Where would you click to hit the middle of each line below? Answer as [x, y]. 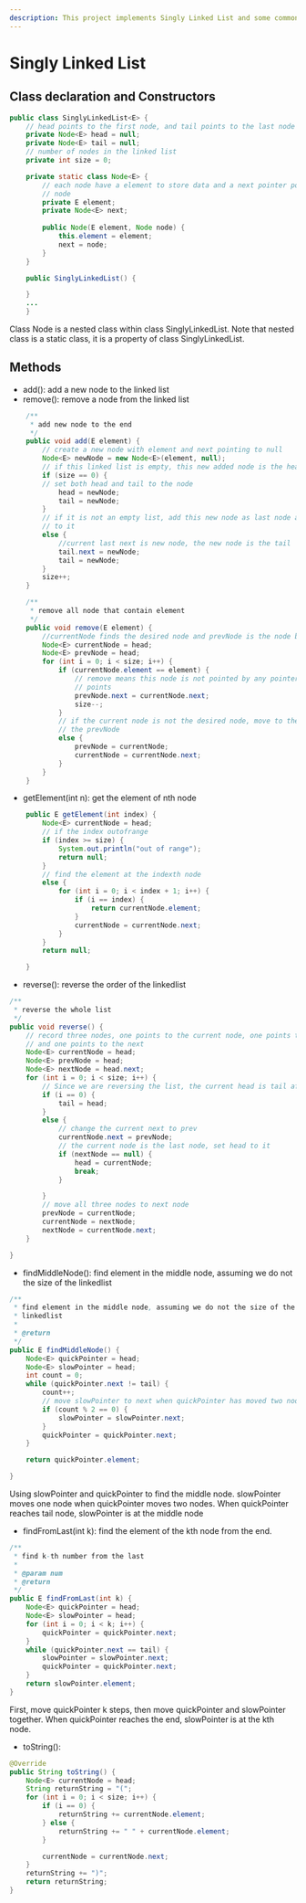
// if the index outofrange [95, 832]
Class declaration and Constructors [112, 97]
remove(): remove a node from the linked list [106, 399]
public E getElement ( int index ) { [91, 815]
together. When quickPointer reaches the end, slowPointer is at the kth [142, 1719]
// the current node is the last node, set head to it [164, 1146]
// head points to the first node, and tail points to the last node [161, 126]
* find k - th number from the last [79, 1556]
